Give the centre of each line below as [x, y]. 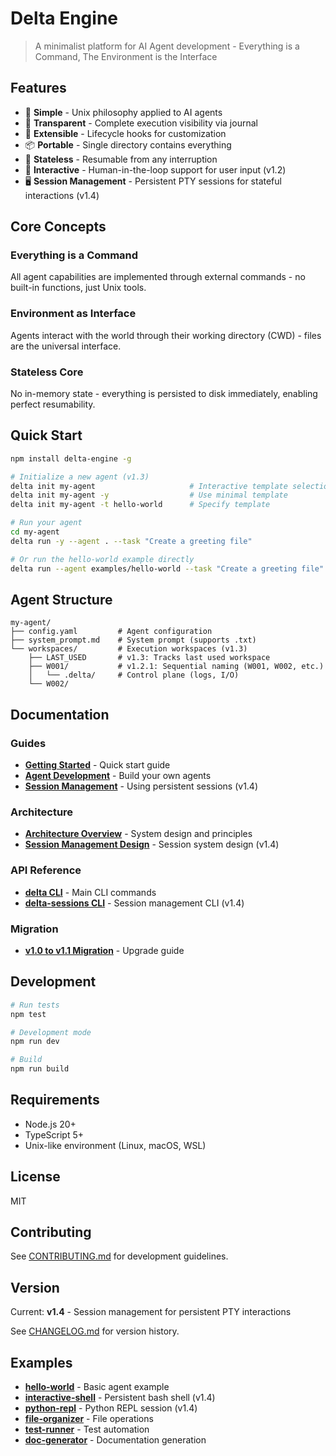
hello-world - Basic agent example [97, 1387]
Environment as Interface [73, 314]
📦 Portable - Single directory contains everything [128, 144]
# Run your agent [46, 523]
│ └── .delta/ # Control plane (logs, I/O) [134, 675]
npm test [28, 1014]
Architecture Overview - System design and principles [138, 834]
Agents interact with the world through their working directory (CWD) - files [166, 335]
